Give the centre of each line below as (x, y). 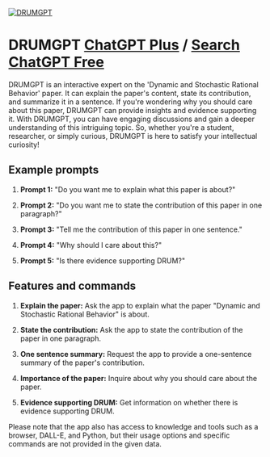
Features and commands (72, 286)
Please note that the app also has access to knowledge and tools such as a (133, 426)
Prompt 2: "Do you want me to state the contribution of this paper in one (141, 205)
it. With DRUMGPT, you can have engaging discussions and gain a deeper (131, 119)
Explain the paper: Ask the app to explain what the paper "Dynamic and (140, 305)
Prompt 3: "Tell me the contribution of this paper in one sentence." (131, 229)
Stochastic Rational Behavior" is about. (84, 314)
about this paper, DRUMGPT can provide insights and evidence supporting (133, 110)
